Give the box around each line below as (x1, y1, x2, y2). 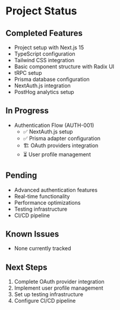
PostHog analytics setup (14, 89, 75, 95)
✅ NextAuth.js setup (23, 127, 73, 135)
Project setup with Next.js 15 (14, 44, 84, 51)
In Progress (5, 106, 49, 116)
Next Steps (5, 262, 48, 272)
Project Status (5, 4, 78, 18)
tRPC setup (14, 69, 42, 76)
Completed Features (5, 28, 83, 38)
